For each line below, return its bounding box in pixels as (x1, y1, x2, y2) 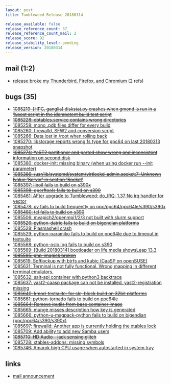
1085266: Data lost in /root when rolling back (12, 133, 108, 139)
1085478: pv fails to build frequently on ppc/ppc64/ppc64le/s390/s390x (12, 204, 166, 210)
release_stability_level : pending (5, 40, 79, 46)
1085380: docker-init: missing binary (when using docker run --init (12, 160, 153, 166)
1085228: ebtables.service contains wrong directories (12, 117, 127, 123)
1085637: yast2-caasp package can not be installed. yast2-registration (12, 279, 162, 286)
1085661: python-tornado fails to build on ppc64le (12, 296, 118, 302)
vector (12, 198, 27, 204)
